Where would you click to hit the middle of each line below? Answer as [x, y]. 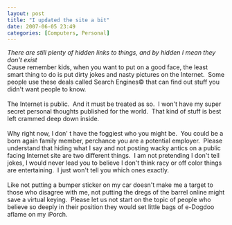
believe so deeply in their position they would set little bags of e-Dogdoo [111, 207]
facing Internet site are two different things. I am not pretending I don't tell [114, 156]
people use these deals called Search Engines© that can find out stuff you [114, 82]
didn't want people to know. [47, 89]
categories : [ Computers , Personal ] [59, 33]
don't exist [22, 60]
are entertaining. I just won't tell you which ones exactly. [88, 170]
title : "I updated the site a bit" [59, 20]
